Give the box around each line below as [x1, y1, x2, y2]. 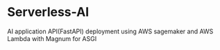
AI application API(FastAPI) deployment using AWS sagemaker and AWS [7, 27, 214, 35]
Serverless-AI [7, 4, 90, 20]
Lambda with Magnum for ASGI [7, 34, 97, 42]
